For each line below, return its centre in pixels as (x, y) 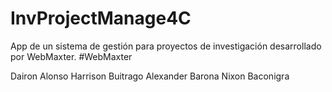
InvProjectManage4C (101, 18)
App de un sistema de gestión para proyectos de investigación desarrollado (166, 46)
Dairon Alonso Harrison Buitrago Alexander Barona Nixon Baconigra (150, 76)
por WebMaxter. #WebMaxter (71, 56)
